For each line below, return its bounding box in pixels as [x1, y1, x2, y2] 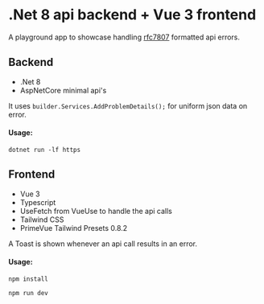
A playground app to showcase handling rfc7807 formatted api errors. [8, 32, 240, 42]
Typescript [19, 197, 56, 207]
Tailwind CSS [19, 215, 64, 224]
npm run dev [8, 289, 48, 297]
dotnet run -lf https [8, 146, 81, 154]
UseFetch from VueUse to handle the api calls [19, 206, 173, 216]
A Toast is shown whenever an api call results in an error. [8, 239, 198, 249]
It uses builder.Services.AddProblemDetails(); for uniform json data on [8, 101, 248, 110]
